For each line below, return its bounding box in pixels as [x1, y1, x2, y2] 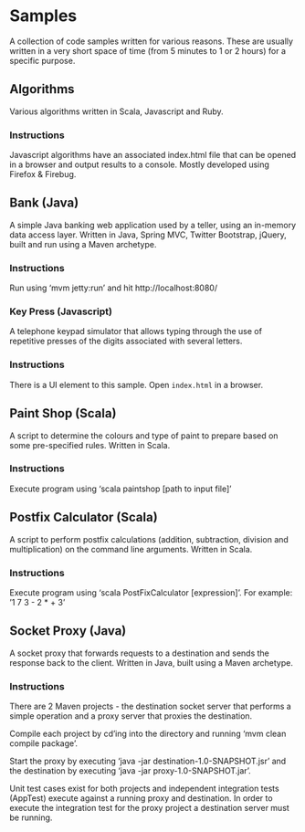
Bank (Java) [9, 195, 79, 211]
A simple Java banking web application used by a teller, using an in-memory [9, 219, 297, 230]
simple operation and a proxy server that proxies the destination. [9, 711, 253, 721]
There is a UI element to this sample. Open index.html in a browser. [9, 379, 263, 390]
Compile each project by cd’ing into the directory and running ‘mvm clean [9, 728, 287, 740]
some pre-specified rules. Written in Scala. [9, 439, 171, 450]
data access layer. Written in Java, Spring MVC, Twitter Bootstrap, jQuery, [9, 229, 288, 240]
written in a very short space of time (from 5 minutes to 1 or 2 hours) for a [9, 45, 286, 56]
